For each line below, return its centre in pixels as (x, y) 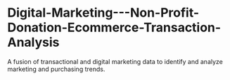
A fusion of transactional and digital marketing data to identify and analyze (115, 61)
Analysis (33, 42)
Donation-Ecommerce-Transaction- (114, 27)
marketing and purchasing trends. (56, 69)
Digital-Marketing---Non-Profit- (103, 13)
